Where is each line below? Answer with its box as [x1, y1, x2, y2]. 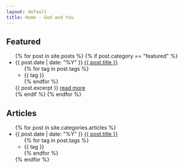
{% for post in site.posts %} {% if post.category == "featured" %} [14, 52, 179, 60]
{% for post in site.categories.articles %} [14, 124, 116, 131]
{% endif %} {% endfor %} [14, 91, 82, 98]
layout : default [6, 8, 47, 15]
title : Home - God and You [6, 14, 74, 20]
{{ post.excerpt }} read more [14, 85, 86, 92]
